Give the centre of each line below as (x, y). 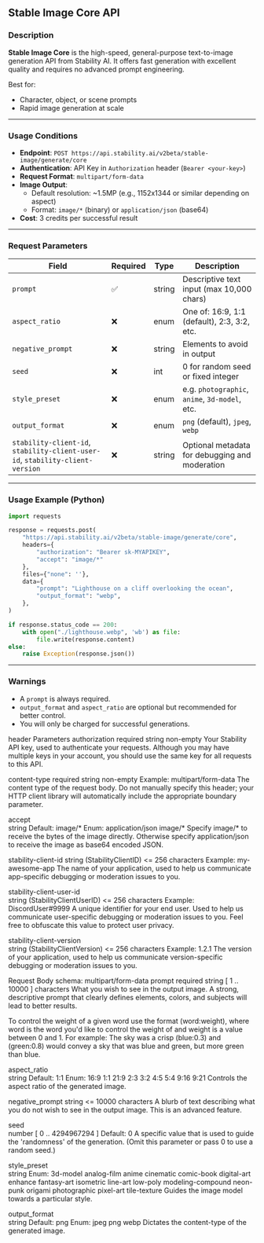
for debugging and (217, 455)
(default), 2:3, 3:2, (216, 321)
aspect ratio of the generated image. (68, 1086)
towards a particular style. (50, 1198)
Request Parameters (48, 245)
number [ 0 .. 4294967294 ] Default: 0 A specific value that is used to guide (131, 1133)
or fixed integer (211, 376)
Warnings (27, 681)
